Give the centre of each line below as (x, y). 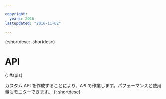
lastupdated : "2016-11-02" (33, 23)
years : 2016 (22, 19)
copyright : (16, 14)
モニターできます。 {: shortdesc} (47, 92)
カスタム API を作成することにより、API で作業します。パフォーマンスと (79, 86)
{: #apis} (14, 75)
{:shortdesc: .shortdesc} (30, 42)
